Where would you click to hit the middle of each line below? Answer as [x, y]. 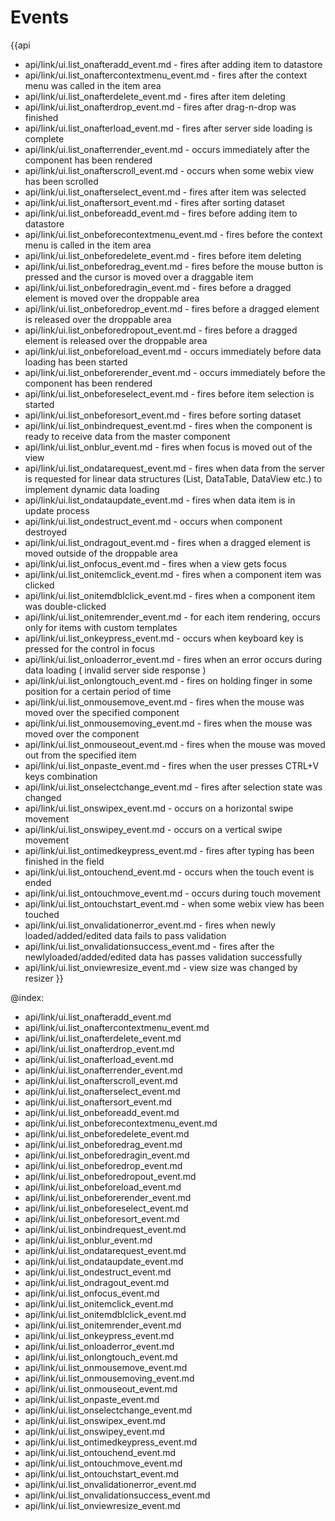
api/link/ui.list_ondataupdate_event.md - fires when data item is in [160, 500]
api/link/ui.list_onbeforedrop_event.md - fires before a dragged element [172, 308]
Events [40, 17]
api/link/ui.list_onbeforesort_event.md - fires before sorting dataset [163, 415]
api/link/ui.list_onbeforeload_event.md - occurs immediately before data [173, 351]
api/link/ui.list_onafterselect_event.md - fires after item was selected [165, 192]
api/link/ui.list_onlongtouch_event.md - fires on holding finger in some [168, 680]
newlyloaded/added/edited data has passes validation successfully [163, 957]
